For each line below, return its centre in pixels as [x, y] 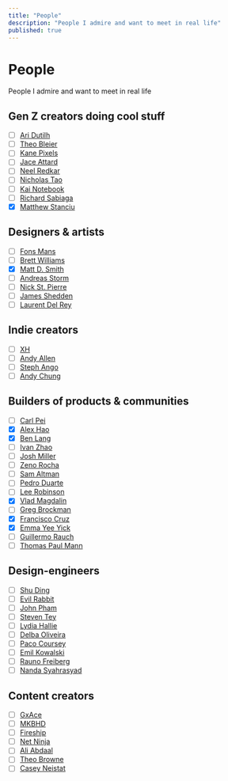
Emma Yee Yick [45, 528]
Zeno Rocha [39, 465]
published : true [35, 30]
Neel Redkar [40, 171]
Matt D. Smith [42, 269]
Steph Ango [39, 367]
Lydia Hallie [38, 625]
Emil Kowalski [42, 652]
